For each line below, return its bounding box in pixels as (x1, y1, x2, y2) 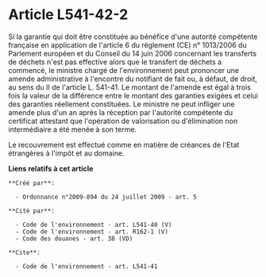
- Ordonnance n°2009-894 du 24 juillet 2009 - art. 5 (15, 193, 197, 201)
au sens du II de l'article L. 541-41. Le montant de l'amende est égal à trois (8, 82, 252, 92)
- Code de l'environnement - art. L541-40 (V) (15, 221, 172, 229)
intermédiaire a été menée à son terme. (8, 125, 137, 134)
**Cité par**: (8, 206, 56, 215)
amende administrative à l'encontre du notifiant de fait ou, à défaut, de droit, (8, 74, 258, 83)
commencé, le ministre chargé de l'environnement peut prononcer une (8, 65, 240, 75)
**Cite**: (8, 248, 41, 256)
